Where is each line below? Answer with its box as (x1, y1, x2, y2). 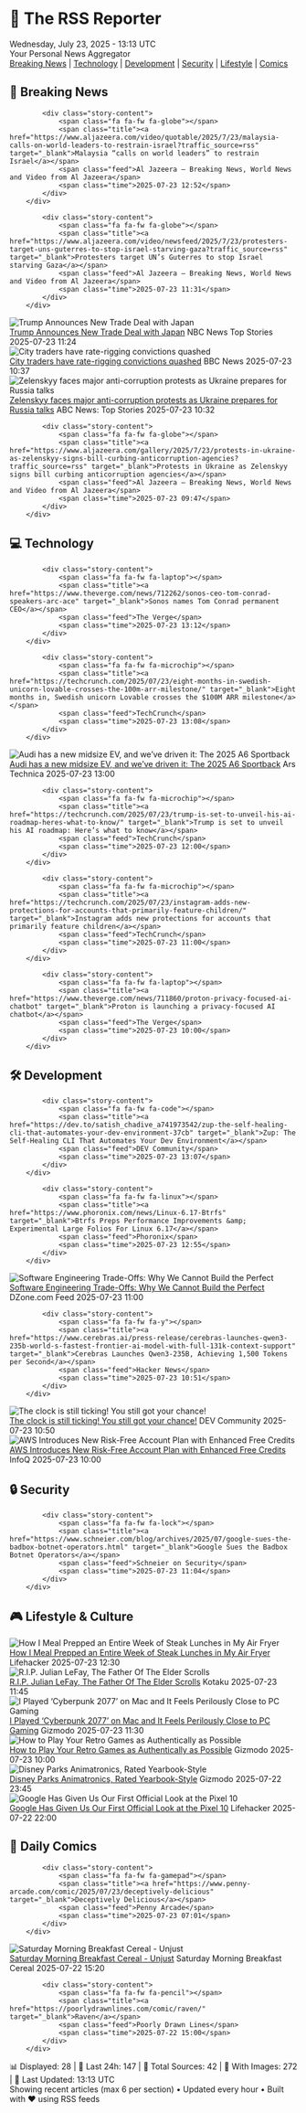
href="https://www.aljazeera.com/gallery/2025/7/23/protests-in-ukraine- (9, 445, 297, 455)
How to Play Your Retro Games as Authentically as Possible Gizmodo (9, 1745, 269, 1755)
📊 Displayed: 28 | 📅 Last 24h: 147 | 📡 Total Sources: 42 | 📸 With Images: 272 (9, 2061, 298, 2072)
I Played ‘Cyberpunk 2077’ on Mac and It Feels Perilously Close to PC (9, 1715, 271, 1726)
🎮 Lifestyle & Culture (9, 1608, 134, 1624)
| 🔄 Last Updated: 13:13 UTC (9, 2074, 115, 2085)
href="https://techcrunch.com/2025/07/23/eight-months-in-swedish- (9, 677, 272, 686)
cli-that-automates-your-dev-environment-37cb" (9, 1128, 195, 1137)
